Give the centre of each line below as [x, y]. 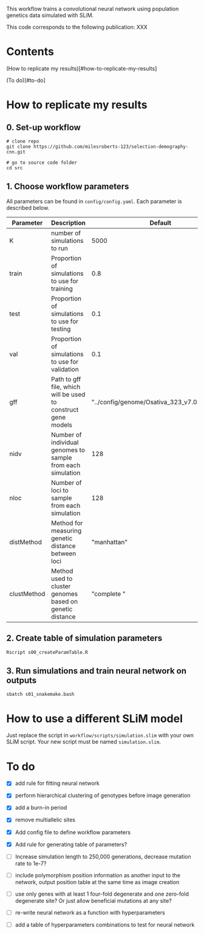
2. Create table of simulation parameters [84, 638]
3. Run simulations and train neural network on [97, 671]
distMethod [26, 542]
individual [65, 442]
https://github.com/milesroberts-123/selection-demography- [111, 146]
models [62, 424]
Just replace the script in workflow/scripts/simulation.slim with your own [100, 736]
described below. [28, 208]
